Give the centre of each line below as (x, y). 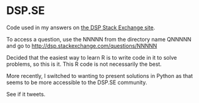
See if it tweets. (26, 94)
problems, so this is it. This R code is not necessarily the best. (84, 64)
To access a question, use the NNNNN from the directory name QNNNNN (99, 39)
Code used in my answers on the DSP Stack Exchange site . (81, 27)
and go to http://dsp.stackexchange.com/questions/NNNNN (82, 46)
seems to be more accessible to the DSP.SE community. (77, 82)
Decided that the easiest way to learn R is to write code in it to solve (92, 57)
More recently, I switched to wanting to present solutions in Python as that (100, 76)
